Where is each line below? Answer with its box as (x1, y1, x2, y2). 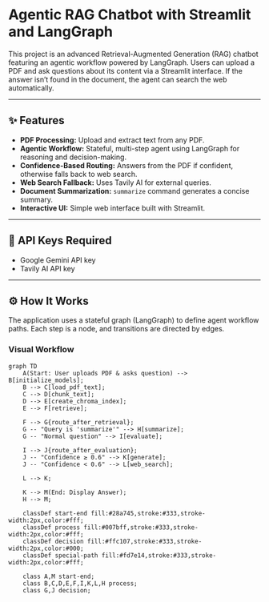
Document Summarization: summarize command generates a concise (19, 186, 250, 195)
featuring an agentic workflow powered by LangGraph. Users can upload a (8, 58, 255, 67)
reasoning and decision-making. (19, 152, 126, 162)
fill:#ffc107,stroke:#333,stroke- (86, 537, 203, 545)
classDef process (22, 523, 81, 532)
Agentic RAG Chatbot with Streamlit (8, 6, 251, 24)
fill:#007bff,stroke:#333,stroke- (83, 523, 199, 532)
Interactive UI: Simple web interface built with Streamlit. (19, 203, 206, 213)
